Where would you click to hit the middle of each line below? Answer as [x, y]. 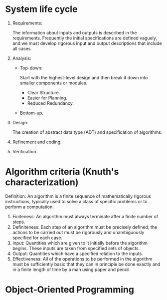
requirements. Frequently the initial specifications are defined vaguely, [85, 38]
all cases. [22, 48]
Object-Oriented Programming [70, 290]
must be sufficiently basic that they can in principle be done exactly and [86, 264]
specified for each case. [37, 238]
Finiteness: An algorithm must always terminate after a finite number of [85, 216]
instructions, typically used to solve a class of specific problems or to [77, 201]
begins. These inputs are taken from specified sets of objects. [76, 248]
